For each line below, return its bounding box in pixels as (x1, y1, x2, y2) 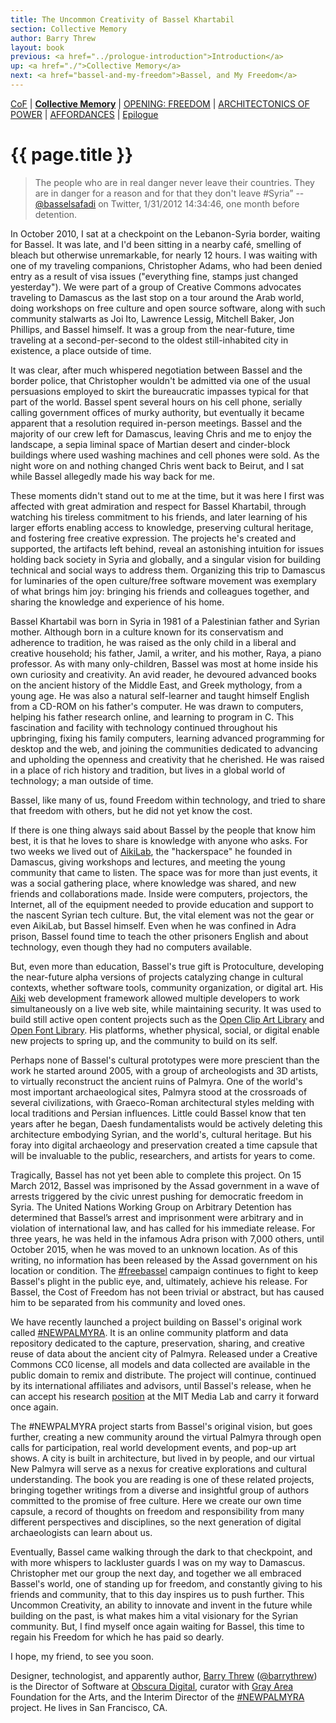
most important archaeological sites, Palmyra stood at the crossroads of (10, 1086, 308, 1098)
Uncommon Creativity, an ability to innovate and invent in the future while (10, 1599, 313, 1611)
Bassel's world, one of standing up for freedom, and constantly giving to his (10, 1577, 323, 1590)
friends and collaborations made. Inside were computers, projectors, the (10, 887, 308, 900)
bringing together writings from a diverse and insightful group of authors (10, 1484, 310, 1496)
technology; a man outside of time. (10, 774, 154, 786)
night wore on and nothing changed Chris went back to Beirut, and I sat (10, 459, 305, 471)
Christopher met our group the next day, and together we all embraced (10, 1567, 302, 1579)
